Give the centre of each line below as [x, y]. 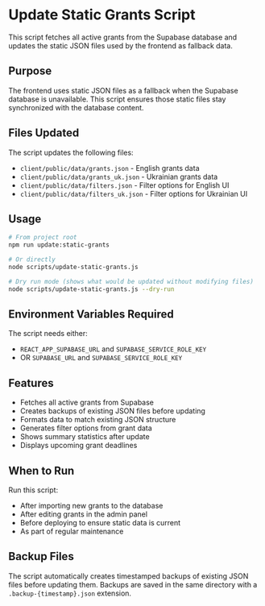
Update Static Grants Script [102, 15]
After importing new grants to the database [91, 506]
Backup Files [41, 556]
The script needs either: [48, 334]
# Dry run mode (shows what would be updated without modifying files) [131, 281]
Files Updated [44, 133]
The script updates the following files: [71, 152]
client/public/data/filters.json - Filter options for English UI [124, 185]
